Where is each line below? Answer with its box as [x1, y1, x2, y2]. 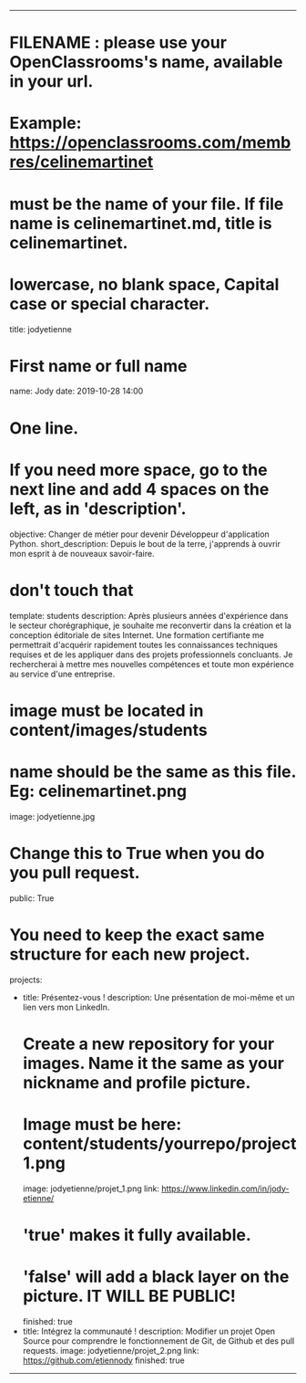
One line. [9, 417, 79, 438]
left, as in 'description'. [9, 498, 187, 519]
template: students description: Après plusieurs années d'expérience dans [9, 610, 289, 621]
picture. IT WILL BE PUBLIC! [22, 1286, 237, 1306]
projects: [9, 974, 43, 985]
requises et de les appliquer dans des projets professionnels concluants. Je [9, 649, 293, 660]
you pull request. [9, 862, 140, 883]
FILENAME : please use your [9, 33, 228, 53]
